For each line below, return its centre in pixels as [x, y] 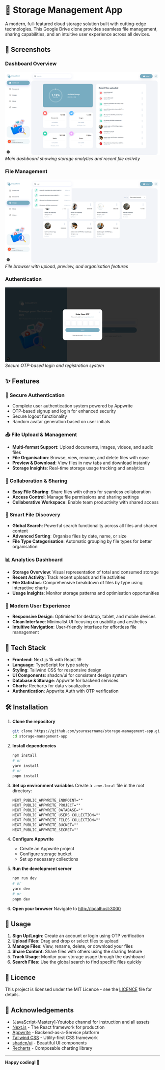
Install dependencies [34, 745]
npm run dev [24, 878]
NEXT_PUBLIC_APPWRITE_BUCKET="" [45, 825]
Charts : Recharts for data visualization [51, 686]
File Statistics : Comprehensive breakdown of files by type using [77, 583]
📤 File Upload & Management [41, 435]
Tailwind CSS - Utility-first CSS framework [55, 1037]
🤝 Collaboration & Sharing [36, 481]
